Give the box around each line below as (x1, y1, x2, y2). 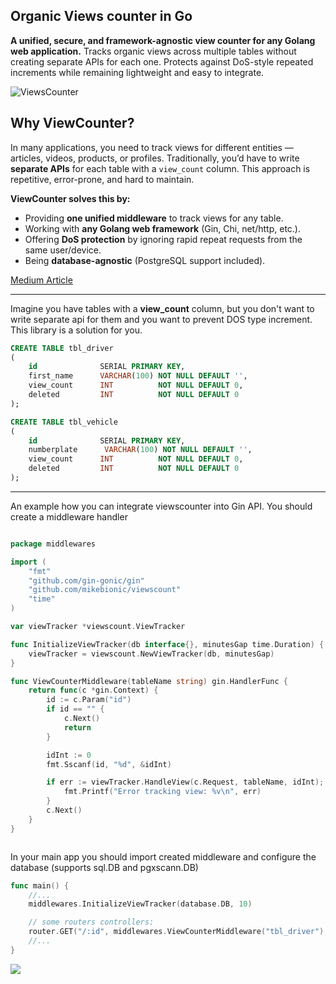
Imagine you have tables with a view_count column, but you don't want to (10, 302, 315, 314)
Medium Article (10, 274, 73, 286)
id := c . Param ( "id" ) (46, 695, 132, 705)
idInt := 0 (46, 750, 92, 760)
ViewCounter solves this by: (10, 192, 131, 204)
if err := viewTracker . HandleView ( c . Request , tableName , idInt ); (46, 777, 325, 788)
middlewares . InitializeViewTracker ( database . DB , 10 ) (28, 899, 253, 909)
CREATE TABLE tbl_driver (10, 343, 114, 353)
